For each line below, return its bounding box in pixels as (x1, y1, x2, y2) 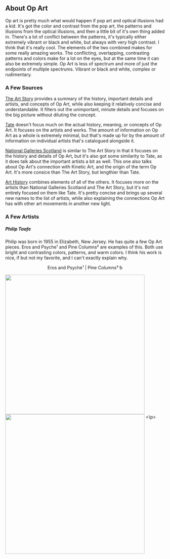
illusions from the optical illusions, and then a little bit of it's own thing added (5, 28, 165, 34)
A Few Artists (5, 213, 39, 220)
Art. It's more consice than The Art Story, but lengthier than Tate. (5, 169, 141, 176)
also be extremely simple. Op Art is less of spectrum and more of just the (5, 60, 158, 66)
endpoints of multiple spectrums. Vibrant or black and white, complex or (5, 66, 156, 72)
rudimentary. (5, 71, 32, 78)
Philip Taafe (5, 226, 31, 232)
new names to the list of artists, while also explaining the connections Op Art (5, 195, 165, 201)
